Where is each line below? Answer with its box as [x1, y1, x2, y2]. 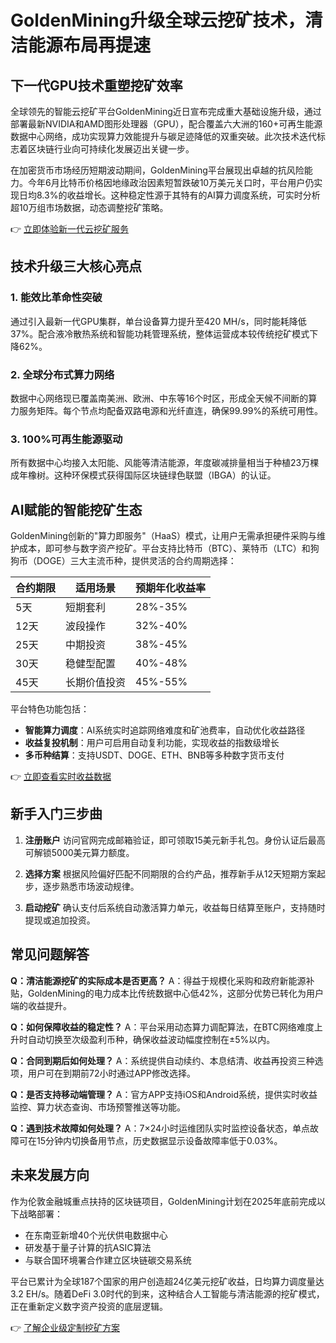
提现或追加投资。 [24, 914, 96, 926]
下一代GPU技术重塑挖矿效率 [10, 77, 183, 94]
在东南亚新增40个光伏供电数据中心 [24, 1229, 168, 1241]
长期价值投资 [65, 676, 127, 690]
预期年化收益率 [135, 581, 207, 595]
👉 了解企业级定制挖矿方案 [10, 1321, 121, 1333]
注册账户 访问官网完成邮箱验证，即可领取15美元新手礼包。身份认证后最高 [24, 834, 326, 846]
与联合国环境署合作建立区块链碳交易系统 [24, 1254, 192, 1266]
